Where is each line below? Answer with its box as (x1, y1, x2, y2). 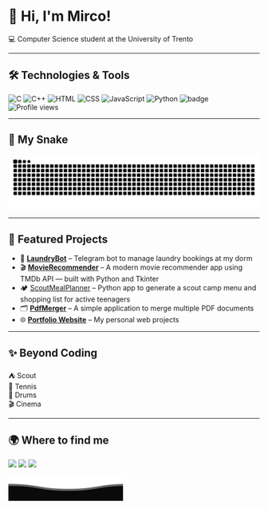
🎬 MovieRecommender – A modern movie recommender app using (19, 262, 243, 272)
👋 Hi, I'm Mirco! (8, 7, 112, 26)
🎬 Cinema (8, 399, 41, 408)
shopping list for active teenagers (19, 294, 131, 304)
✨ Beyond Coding (8, 346, 98, 360)
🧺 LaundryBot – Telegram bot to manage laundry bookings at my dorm (19, 254, 253, 263)
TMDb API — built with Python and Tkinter (19, 274, 160, 284)
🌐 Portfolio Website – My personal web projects (19, 315, 179, 325)
